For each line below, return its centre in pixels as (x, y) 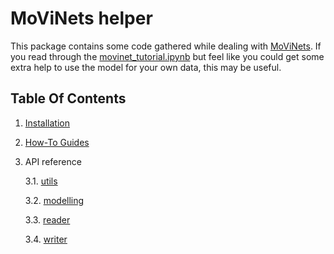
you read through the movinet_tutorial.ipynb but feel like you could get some (167, 56)
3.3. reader (47, 219)
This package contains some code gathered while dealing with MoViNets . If (166, 46)
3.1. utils (41, 181)
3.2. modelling (54, 200)
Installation (47, 123)
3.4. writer (46, 239)
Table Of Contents (68, 98)
